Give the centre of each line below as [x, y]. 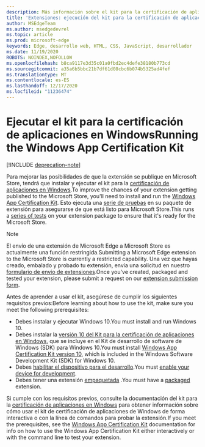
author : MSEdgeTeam [31, 23]
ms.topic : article [30, 35]
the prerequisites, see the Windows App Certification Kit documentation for [101, 424]
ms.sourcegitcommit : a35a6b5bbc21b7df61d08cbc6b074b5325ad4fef [88, 69]
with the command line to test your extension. [64, 437]
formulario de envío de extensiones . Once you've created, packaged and [97, 272]
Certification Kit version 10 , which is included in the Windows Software [104, 354]
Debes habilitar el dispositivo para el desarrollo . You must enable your [102, 367]
